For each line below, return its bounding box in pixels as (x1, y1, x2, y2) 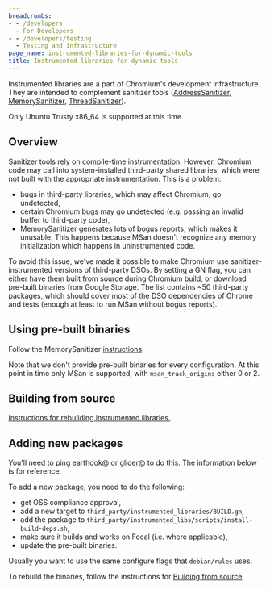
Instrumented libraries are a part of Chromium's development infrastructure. (8, 78, 261, 89)
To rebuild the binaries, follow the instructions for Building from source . (8, 572, 245, 582)
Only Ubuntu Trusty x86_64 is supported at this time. (8, 111, 184, 121)
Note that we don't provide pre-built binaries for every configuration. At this (8, 360, 260, 370)
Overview (8, 135, 59, 149)
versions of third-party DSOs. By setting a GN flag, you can (53, 265, 251, 274)
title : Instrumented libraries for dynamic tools (8, 57, 179, 65)
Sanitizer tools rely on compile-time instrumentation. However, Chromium (8, 157, 252, 166)
